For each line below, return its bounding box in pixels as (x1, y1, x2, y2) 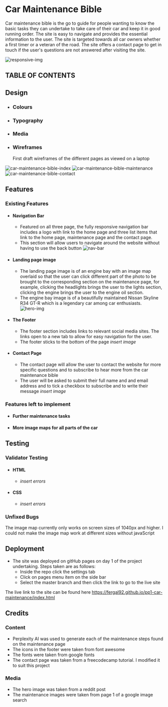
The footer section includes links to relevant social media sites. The (20, 328, 159, 334)
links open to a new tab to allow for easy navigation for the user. (20, 333, 152, 339)
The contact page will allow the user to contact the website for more (20, 361, 161, 367)
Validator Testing (5, 454, 48, 461)
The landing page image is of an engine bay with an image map (20, 268, 151, 274)
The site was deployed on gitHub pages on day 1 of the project (12, 558, 142, 564)
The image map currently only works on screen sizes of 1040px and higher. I (5, 525, 163, 531)
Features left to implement (5, 401, 71, 408)
